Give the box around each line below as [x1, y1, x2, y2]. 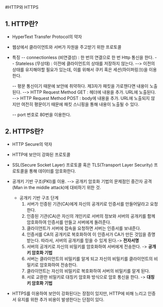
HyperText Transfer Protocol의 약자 [12, 34, 82, 39]
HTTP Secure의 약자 [12, 141, 53, 147]
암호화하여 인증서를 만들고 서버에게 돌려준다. [26, 219, 111, 225]
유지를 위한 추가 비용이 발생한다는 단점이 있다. [17, 296, 105, 302]
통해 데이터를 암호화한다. [29, 168, 76, 174]
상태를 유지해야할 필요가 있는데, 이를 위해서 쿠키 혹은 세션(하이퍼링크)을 [12, 66, 148, 72]
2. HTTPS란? [5, 127, 44, 135]
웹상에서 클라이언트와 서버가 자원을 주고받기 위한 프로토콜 [12, 44, 122, 50]
